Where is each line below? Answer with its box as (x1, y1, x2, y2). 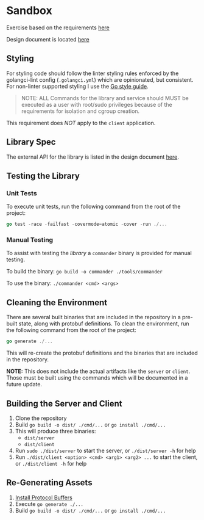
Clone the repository (15, 414, 67, 422)
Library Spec (6, 137, 56, 147)
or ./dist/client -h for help (15, 460, 87, 467)
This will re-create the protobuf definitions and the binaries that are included (6, 349, 198, 357)
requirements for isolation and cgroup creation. (21, 107, 140, 115)
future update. (6, 381, 43, 388)
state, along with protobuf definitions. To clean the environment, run (18, 320, 189, 327)
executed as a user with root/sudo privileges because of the (21, 101, 172, 108)
